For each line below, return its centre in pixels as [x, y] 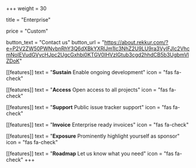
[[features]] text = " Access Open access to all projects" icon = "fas [87, 90]
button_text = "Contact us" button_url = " [55, 42]
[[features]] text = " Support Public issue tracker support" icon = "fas [89, 107]
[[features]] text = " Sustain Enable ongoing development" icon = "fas [90, 72]
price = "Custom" [27, 31]
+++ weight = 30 [26, 8]
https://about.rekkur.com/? [136, 42]
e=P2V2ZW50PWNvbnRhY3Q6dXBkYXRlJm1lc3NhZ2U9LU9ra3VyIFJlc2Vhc [98, 48]
